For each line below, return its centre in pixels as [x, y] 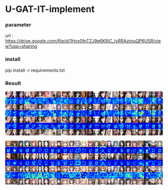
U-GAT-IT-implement [50, 9]
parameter [18, 25]
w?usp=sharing [21, 46]
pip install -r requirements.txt [35, 70]
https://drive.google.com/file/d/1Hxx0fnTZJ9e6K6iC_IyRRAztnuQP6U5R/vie [83, 41]
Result [13, 83]
